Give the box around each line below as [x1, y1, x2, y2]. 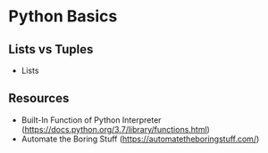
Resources [8, 91, 70, 106]
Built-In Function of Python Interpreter [21, 114, 162, 125]
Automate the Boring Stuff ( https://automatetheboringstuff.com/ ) [21, 133, 260, 144]
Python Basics [8, 6, 118, 27]
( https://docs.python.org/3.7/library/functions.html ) [21, 124, 211, 134]
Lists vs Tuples [8, 42, 94, 57]
